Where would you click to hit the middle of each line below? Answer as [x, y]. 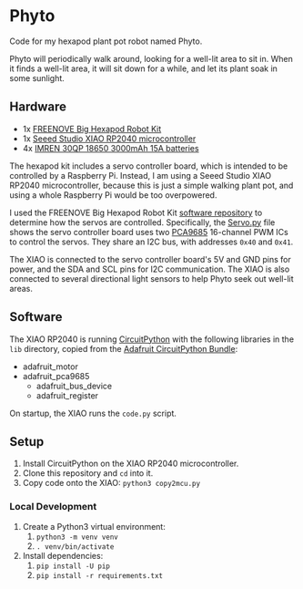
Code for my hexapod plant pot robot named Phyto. [106, 41]
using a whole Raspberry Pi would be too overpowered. [113, 195]
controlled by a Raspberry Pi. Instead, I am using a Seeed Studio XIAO [140, 175]
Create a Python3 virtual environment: [94, 526]
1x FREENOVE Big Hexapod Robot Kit [92, 129]
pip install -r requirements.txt [100, 575]
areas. [21, 288]
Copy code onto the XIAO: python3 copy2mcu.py [111, 483]
